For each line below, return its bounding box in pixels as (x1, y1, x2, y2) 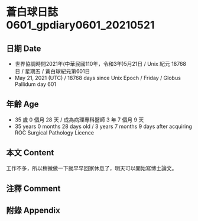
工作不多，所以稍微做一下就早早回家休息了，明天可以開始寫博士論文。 (6, 164, 177, 172)
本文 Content (6, 148, 54, 158)
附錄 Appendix (6, 206, 60, 216)
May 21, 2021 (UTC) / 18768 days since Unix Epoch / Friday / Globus (14, 75, 181, 81)
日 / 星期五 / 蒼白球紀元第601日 (14, 68, 90, 75)
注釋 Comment (6, 184, 61, 194)
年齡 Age (6, 99, 39, 110)
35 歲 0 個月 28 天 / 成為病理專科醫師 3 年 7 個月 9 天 (14, 116, 144, 123)
